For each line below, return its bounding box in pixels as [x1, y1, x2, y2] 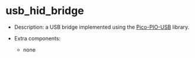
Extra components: [14, 35, 60, 42]
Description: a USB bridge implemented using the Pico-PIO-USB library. [14, 23, 190, 30]
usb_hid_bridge [5, 4, 84, 18]
